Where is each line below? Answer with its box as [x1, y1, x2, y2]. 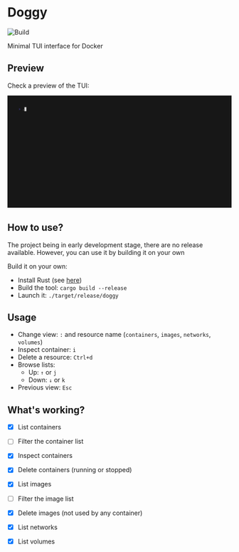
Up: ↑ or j [28, 368, 57, 377]
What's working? [7, 404, 85, 416]
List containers [17, 423, 62, 432]
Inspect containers [17, 452, 73, 460]
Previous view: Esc [17, 383, 73, 392]
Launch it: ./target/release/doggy [17, 291, 119, 299]
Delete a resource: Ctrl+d [17, 353, 93, 362]
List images [17, 480, 52, 489]
